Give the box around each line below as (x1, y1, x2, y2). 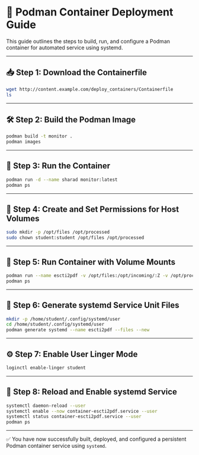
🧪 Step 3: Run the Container (6, 161, 111, 171)
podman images (6, 139, 41, 145)
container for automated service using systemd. (6, 44, 123, 51)
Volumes (6, 214, 40, 224)
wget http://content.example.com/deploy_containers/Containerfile (6, 86, 174, 92)
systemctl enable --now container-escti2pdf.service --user (6, 408, 158, 414)
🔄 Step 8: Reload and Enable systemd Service (6, 387, 178, 397)
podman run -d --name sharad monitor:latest (6, 177, 118, 183)
